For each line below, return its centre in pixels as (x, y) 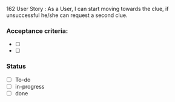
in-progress (30, 86)
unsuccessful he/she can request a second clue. (67, 15)
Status (16, 66)
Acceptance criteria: (37, 31)
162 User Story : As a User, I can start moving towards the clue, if (87, 9)
